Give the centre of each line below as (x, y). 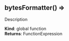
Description (16, 19)
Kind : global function (26, 29)
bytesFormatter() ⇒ (35, 8)
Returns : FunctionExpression (34, 33)
